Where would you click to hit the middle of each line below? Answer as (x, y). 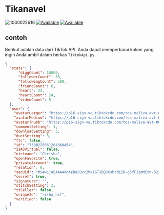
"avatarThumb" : (29, 123)
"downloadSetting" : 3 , (37, 131)
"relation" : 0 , (29, 167)
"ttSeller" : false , (34, 190)
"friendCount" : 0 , (37, 86)
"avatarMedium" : (31, 118)
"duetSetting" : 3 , (32, 136)
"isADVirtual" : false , (37, 149)
